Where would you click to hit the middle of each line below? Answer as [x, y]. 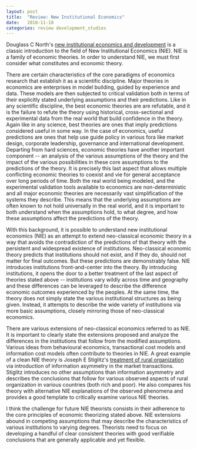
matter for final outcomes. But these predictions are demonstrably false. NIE [98, 261]
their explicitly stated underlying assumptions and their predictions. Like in [96, 100]
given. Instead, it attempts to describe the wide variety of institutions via [94, 305]
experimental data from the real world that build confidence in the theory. [95, 119]
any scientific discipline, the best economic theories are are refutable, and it [98, 106]
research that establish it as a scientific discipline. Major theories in [88, 81]
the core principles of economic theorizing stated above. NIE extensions [94, 415]
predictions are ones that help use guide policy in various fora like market [95, 137]
